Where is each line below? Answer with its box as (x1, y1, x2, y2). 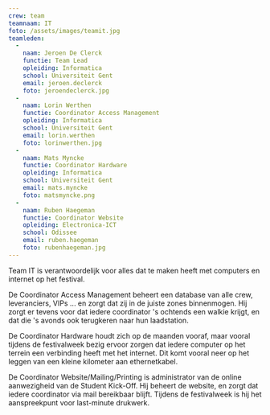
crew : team (8, 11, 45, 20)
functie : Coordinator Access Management (22, 109, 160, 117)
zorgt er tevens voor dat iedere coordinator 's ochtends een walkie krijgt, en (8, 306, 260, 316)
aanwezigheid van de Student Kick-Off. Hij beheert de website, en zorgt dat (8, 380, 259, 390)
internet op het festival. (8, 274, 85, 284)
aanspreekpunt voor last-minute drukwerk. (8, 397, 150, 407)
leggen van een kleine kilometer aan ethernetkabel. (8, 356, 178, 366)
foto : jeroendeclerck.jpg (22, 86, 110, 95)
